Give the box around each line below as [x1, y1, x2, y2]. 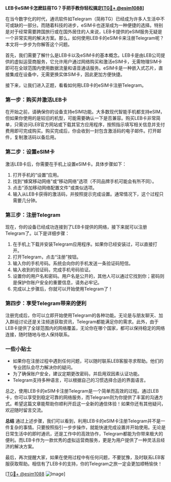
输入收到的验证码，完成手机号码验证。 [12, 267, 93, 273]
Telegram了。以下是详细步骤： [5, 230, 70, 236]
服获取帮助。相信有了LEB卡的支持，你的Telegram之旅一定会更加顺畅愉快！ [5, 461, 163, 467]
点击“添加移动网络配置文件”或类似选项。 [12, 184, 98, 190]
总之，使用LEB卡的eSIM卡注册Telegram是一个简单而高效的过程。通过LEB [5, 388, 159, 394]
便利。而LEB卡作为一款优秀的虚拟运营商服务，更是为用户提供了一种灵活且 [5, 437, 161, 443]
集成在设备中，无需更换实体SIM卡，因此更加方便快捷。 [9, 71, 125, 77]
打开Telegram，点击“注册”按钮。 [12, 254, 81, 260]
